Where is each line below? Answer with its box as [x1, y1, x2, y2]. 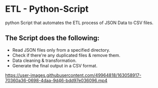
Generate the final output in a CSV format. [12, 62, 97, 68]
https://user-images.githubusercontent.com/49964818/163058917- [5, 72, 142, 78]
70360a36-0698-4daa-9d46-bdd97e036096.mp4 [5, 77, 108, 83]
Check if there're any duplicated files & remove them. [12, 52, 121, 58]
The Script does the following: [5, 34, 100, 42]
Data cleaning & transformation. [12, 58, 77, 63]
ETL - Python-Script [5, 3, 89, 15]
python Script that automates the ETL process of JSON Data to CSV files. [5, 20, 154, 26]
